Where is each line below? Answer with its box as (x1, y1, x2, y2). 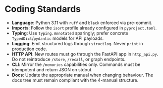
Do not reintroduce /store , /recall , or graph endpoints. (11, 56, 126, 62)
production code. (11, 46, 48, 52)
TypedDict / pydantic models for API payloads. (11, 35, 104, 41)
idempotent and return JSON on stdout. (11, 66, 93, 72)
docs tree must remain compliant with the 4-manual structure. (11, 77, 139, 83)
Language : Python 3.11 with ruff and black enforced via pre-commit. (11, 20, 153, 26)
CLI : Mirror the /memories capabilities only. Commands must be (11, 61, 141, 67)
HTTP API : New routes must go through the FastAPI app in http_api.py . (11, 51, 159, 57)
